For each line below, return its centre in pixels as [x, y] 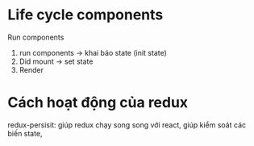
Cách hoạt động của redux [98, 103]
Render [31, 69]
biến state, [25, 133]
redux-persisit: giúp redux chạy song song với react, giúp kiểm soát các [127, 125]
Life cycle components [85, 15]
